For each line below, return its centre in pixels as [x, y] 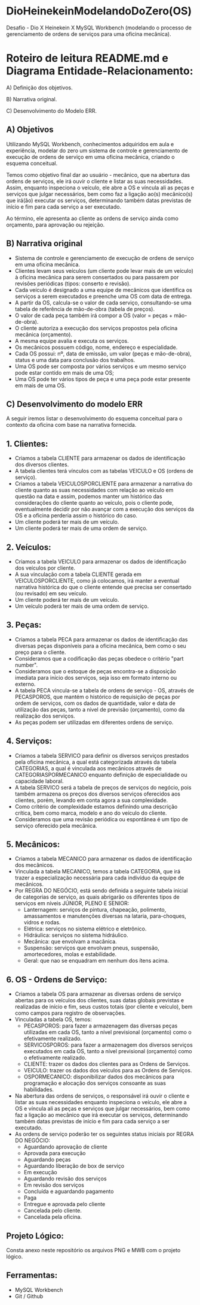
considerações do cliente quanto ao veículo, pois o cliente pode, [94, 503]
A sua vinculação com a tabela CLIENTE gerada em [78, 574]
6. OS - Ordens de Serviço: [57, 979]
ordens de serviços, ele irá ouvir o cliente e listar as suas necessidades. [95, 181]
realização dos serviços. [45, 716]
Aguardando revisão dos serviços [65, 1179]
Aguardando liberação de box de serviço [74, 1166]
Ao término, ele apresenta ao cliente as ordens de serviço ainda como [93, 218]
